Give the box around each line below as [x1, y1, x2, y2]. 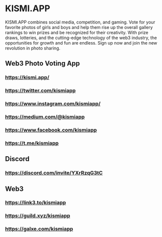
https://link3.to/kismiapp [5, 199, 66, 206]
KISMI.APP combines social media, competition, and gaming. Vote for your [5, 19, 156, 25]
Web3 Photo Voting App [5, 59, 80, 68]
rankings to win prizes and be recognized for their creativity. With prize [5, 29, 148, 35]
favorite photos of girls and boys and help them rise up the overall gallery [5, 24, 153, 30]
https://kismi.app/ [5, 74, 50, 81]
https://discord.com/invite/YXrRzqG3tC [5, 169, 103, 176]
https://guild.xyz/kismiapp [5, 213, 70, 219]
